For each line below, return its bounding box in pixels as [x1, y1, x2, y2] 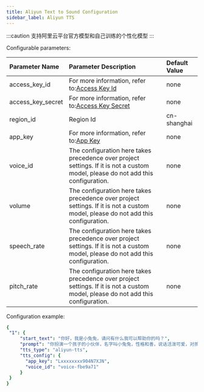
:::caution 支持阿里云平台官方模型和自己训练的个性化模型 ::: [6, 32, 154, 39]
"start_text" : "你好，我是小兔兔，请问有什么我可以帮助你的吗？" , [19, 336, 171, 342]
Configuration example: [6, 313, 65, 320]
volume [9, 201, 30, 210]
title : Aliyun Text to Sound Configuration [6, 8, 118, 15]
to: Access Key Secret [69, 101, 131, 110]
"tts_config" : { [19, 353, 61, 359]
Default [166, 58, 188, 67]
